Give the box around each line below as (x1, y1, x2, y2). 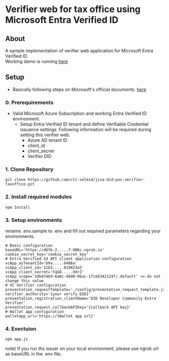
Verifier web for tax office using (5, 4, 141, 15)
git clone (5, 177, 26, 183)
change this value (5, 278, 44, 283)
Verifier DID (27, 153, 52, 159)
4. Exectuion (5, 325, 37, 332)
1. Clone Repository (5, 166, 54, 173)
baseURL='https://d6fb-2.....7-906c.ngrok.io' (5, 248, 105, 253)
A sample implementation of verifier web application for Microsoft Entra (5, 48, 153, 53)
